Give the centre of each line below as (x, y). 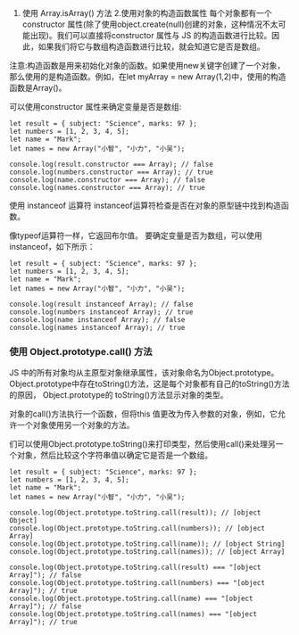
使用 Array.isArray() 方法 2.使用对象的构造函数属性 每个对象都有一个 (147, 13)
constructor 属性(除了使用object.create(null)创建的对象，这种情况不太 (150, 24)
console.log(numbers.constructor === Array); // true (112, 172)
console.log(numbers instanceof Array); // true (101, 312)
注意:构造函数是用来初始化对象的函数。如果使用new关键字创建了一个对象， (147, 66)
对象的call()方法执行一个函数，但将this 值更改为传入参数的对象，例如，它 (144, 414)
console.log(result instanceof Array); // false (101, 304)
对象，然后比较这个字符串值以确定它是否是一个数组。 (114, 455)
